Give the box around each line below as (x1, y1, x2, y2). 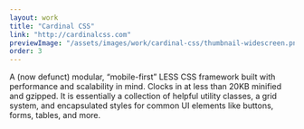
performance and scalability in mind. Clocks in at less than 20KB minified (9, 81, 282, 92)
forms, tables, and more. (9, 110, 101, 121)
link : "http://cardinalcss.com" (9, 30, 131, 39)
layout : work (9, 13, 59, 23)
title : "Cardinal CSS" (9, 22, 95, 31)
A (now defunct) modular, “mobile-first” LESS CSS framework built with (9, 71, 276, 82)
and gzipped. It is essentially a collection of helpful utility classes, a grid (9, 91, 278, 102)
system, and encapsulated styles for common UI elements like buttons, (9, 100, 274, 111)
